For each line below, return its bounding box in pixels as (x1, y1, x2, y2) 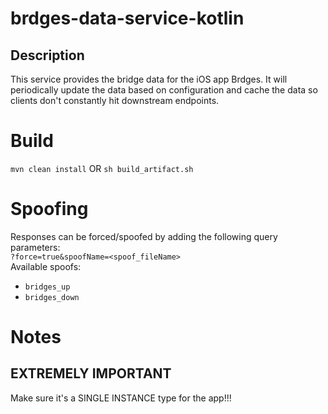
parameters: (10, 241, 61, 253)
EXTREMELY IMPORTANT (10, 365, 172, 382)
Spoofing (10, 198, 89, 221)
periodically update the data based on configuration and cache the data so (10, 84, 318, 96)
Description (10, 47, 85, 64)
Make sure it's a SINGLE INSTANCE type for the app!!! (10, 392, 232, 404)
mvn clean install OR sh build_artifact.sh (10, 162, 194, 174)
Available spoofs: (10, 260, 82, 272)
